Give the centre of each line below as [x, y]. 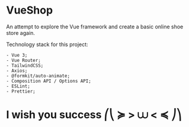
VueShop [30, 10]
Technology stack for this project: [47, 44]
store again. [21, 32]
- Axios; [17, 71]
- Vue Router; [24, 60]
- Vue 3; [17, 55]
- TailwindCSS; [25, 66]
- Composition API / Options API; [49, 81]
